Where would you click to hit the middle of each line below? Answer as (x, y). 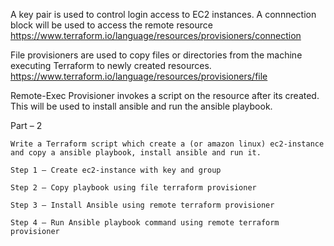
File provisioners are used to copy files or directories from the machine (156, 55)
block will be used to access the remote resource (111, 25)
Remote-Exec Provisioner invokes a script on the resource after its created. (165, 95)
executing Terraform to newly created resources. (111, 65)
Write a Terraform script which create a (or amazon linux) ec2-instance (167, 144)
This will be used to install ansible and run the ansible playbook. (141, 106)
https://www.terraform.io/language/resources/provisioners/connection (156, 35)
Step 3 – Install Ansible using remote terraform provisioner (142, 205)
